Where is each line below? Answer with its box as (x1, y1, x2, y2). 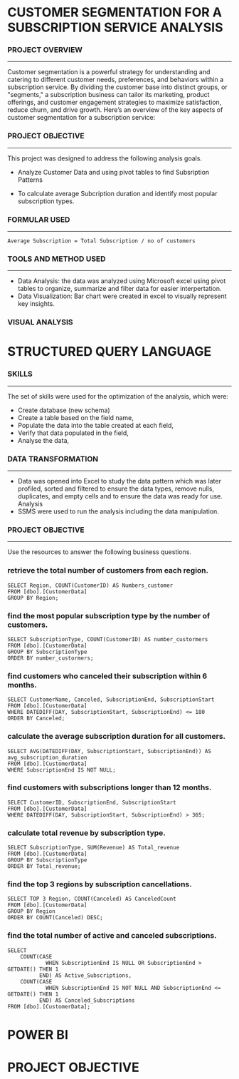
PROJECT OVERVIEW (7, 45, 83, 55)
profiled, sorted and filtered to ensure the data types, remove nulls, (17, 484, 215, 493)
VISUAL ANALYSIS (7, 317, 73, 327)
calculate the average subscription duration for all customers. (7, 732, 226, 742)
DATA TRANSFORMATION (7, 454, 99, 464)
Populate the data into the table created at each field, (17, 421, 174, 429)
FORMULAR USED (7, 215, 70, 225)
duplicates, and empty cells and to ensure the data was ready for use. (17, 492, 223, 501)
